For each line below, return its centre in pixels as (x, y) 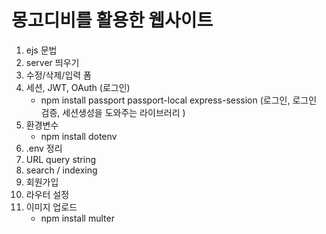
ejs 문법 (41, 50)
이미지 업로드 (51, 207)
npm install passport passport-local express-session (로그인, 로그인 (179, 100)
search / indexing (61, 170)
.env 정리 (44, 148)
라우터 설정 (47, 194)
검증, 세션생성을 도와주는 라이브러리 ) (113, 112)
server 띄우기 (52, 62)
